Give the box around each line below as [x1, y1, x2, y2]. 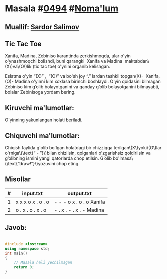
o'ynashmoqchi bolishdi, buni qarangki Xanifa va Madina [5, 58, 123, 64]
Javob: [5, 223, 27, 232]
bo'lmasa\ [113, 155, 133, 161]
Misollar [5, 175, 31, 184]
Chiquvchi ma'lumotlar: [5, 131, 80, 140]
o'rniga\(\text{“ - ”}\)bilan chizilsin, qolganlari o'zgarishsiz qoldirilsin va [5, 150, 151, 156]
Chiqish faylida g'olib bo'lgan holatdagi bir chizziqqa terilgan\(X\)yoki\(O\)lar [5, 145, 162, 151]
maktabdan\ [124, 58, 150, 64]
